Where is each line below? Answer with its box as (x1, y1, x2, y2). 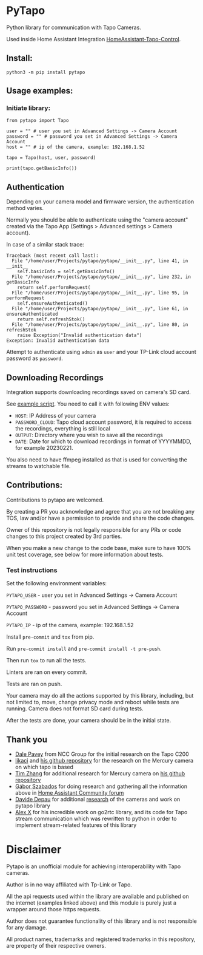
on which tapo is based (15, 763, 74, 770)
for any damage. (6, 923, 47, 931)
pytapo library (15, 802, 50, 809)
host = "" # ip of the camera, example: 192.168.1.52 (6, 144, 145, 151)
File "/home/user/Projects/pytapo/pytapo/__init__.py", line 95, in (12, 290, 188, 296)
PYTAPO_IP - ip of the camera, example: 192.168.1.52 (6, 622, 135, 629)
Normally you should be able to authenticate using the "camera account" (6, 216, 188, 223)
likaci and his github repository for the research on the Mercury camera (15, 756, 194, 764)
